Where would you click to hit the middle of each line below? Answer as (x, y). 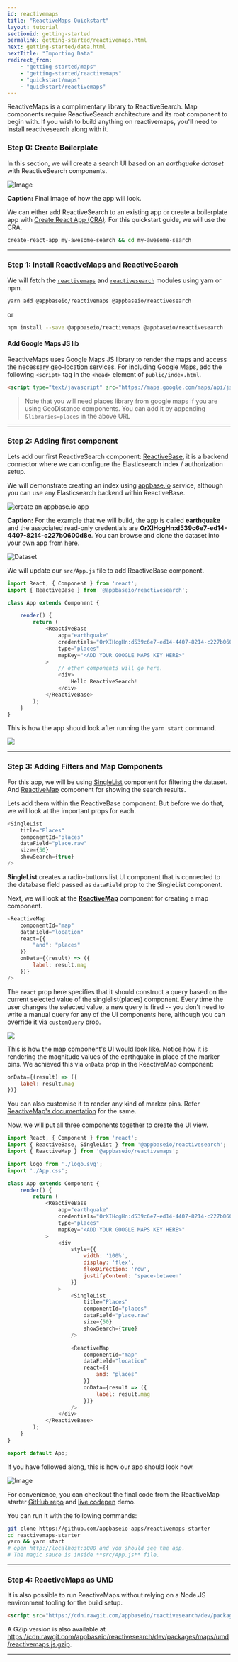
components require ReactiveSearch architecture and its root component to (118, 114)
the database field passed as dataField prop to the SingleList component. (115, 884)
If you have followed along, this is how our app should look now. (101, 1467)
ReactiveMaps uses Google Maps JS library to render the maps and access (117, 359)
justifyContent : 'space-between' (132, 1276)
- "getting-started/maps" (58, 67)
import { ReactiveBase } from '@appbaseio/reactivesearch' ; (98, 590)
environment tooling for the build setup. (65, 1603)
